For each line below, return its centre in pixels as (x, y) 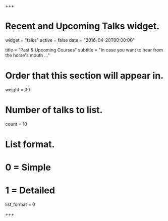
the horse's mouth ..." (27, 55)
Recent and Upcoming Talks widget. (82, 26)
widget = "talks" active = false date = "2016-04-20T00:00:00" (70, 40)
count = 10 (16, 124)
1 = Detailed (30, 190)
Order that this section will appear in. (85, 76)
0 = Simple (28, 168)
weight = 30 (18, 89)
